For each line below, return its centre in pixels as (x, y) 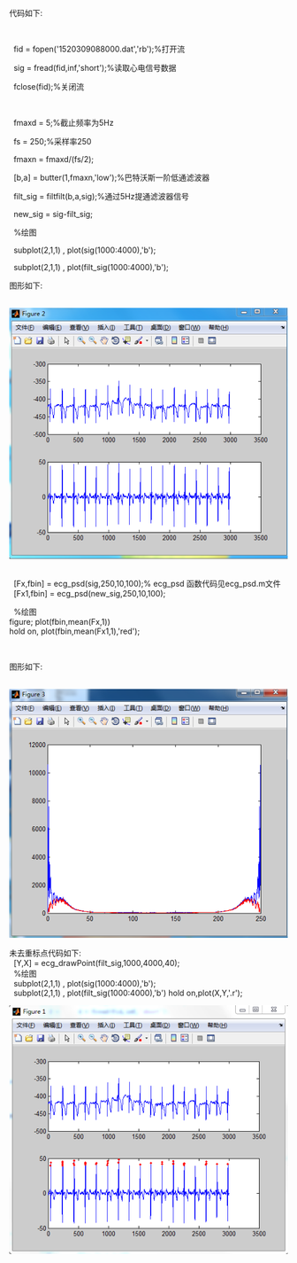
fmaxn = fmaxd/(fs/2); (53, 159)
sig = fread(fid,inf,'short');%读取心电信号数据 (95, 68)
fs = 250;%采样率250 (52, 141)
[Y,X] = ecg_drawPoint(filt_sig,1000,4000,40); (96, 963)
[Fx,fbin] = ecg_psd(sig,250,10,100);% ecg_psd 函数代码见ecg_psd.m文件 (147, 584)
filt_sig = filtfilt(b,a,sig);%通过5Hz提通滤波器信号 (101, 196)
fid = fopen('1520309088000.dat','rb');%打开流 (99, 49)
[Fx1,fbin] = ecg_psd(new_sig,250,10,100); (89, 594)
